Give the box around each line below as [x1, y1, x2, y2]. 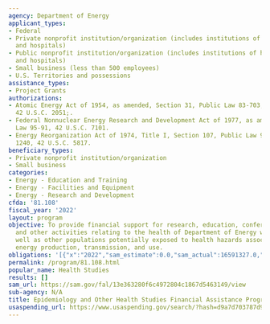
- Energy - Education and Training [8, 176, 128, 185]
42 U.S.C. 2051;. [15, 109, 74, 117]
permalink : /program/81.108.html [8, 258, 121, 266]
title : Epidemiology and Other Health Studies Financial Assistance [8, 296, 243, 304]
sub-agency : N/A [8, 289, 63, 297]
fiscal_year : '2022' [8, 206, 78, 214]
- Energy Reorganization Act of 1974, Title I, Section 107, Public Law [8, 131, 257, 139]
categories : [8, 169, 48, 177]
